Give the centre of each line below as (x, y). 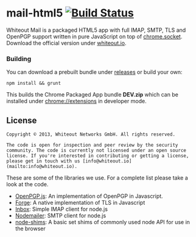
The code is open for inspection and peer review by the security (92, 145)
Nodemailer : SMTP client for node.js (61, 216)
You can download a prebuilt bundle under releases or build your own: (94, 72)
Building (19, 59)
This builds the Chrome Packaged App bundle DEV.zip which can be (92, 95)
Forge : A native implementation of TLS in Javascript (80, 203)
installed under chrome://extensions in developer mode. (77, 101)
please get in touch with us (43, 161)
